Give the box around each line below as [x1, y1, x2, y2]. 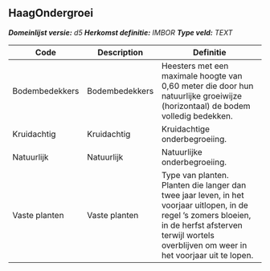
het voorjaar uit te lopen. [161, 249, 254, 261]
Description [97, 47, 143, 58]
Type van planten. [161, 169, 229, 180]
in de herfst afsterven [161, 220, 243, 231]
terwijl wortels [161, 229, 215, 241]
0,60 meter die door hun [161, 80, 254, 91]
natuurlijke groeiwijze [161, 90, 243, 101]
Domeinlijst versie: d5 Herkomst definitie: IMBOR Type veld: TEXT [8, 27, 233, 37]
